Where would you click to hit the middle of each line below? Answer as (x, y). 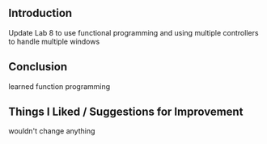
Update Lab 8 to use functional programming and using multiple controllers (133, 32)
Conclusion (38, 67)
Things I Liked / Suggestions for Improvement (126, 112)
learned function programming (59, 86)
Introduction (40, 13)
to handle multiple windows (54, 41)
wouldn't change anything (52, 131)
